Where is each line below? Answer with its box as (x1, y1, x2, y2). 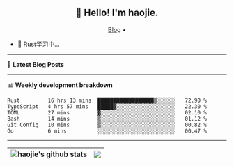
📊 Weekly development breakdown (7, 81, 113, 89)
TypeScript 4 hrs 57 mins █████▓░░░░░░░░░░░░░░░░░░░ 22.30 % (7, 103, 208, 110)
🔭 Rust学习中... (17, 40, 61, 48)
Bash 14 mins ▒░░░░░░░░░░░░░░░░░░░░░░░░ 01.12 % (7, 115, 208, 122)
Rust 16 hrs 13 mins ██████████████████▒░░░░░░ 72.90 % (7, 97, 208, 104)
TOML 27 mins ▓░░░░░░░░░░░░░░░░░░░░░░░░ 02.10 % (7, 109, 208, 116)
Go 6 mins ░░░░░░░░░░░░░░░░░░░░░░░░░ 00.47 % (7, 127, 208, 135)
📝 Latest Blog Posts (7, 60, 65, 68)
